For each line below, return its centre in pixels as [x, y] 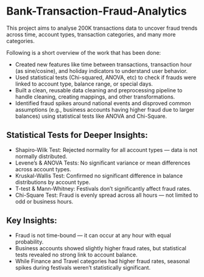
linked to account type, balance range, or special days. [84, 84]
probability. [29, 242]
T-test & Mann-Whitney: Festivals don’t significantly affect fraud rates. [103, 188]
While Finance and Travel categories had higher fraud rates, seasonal [102, 261]
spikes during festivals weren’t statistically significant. [83, 267]
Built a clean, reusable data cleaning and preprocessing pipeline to [99, 90]
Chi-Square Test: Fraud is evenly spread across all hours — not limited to [107, 195]
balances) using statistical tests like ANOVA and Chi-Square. [91, 116]
